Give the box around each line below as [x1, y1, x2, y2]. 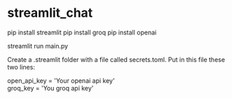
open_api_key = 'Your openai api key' [7, 76, 115, 85]
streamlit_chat [7, 5, 93, 21]
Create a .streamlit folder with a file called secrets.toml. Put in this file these [7, 55, 226, 64]
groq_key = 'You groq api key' [7, 84, 94, 92]
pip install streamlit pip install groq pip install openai [7, 28, 157, 37]
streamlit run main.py [7, 41, 69, 50]
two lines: [7, 62, 35, 71]
